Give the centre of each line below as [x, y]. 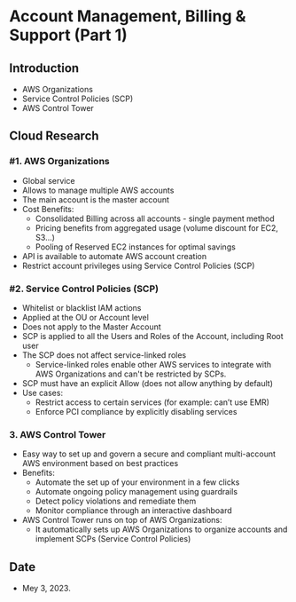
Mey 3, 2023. [46, 589]
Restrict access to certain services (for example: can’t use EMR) [152, 402]
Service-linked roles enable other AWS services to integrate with [153, 364]
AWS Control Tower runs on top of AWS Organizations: [122, 520]
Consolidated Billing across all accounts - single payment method [155, 218]
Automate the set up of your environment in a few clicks [137, 482]
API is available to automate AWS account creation [114, 256]
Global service [48, 180]
